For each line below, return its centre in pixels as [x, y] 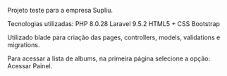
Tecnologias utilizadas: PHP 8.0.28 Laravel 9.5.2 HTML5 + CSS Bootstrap [114, 24]
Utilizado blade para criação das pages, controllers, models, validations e [114, 37]
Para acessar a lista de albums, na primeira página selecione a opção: [109, 58]
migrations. [24, 45]
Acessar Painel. [30, 66]
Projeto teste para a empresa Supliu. [60, 10]
